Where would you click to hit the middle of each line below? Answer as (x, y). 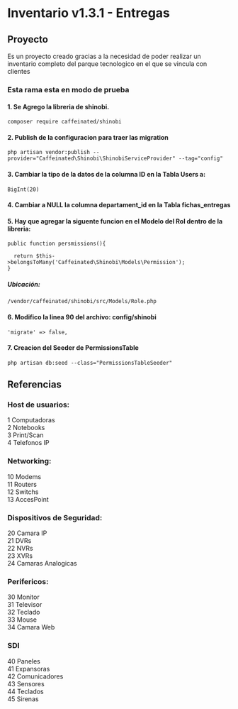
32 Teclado (24, 612)
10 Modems (24, 476)
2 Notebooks (26, 428)
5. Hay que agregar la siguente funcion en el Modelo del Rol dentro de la (115, 221)
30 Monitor (24, 597)
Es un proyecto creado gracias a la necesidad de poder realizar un (104, 56)
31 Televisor (25, 605)
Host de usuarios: (39, 405)
